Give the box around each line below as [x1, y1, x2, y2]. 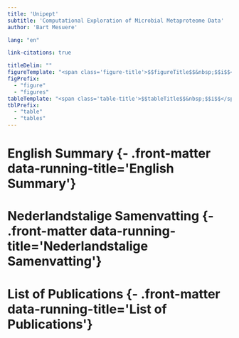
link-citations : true [7, 49, 72, 57]
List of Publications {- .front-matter [7, 285, 221, 302]
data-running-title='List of [7, 301, 167, 317]
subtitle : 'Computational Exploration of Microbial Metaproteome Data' [7, 17, 224, 24]
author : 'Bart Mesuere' [7, 23, 78, 31]
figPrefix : [7, 75, 40, 82]
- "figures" [14, 88, 50, 96]
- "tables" [14, 115, 46, 122]
